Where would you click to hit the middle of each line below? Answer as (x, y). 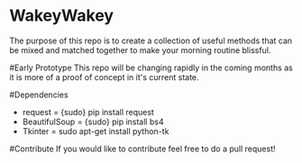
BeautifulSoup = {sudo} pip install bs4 (93, 122)
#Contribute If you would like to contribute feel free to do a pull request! (143, 149)
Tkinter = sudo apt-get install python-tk (96, 131)
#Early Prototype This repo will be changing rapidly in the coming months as (151, 68)
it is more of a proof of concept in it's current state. (105, 77)
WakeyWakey (62, 16)
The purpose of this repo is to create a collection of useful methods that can (151, 41)
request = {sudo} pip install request (88, 112)
